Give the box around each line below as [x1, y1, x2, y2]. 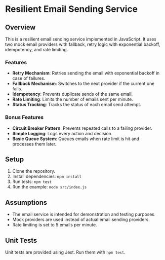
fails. [12, 86, 22, 92]
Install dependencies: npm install [12, 174, 82, 180]
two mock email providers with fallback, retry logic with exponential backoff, [5, 41, 161, 47]
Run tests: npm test [12, 179, 52, 185]
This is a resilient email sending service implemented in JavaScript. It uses [5, 36, 157, 42]
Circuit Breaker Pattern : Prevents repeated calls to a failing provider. [12, 125, 153, 131]
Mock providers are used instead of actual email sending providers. [12, 217, 150, 223]
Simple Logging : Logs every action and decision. [12, 130, 113, 136]
